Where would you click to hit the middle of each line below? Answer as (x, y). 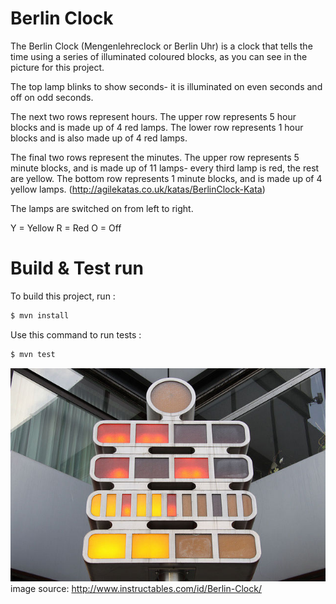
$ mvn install (40, 315)
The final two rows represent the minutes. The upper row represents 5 (155, 157)
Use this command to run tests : (76, 334)
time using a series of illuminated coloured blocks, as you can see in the (159, 56)
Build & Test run (77, 268)
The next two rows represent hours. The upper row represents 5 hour (153, 116)
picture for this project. (57, 67)
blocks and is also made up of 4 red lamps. (99, 138)
